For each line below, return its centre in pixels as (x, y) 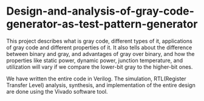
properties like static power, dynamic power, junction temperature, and (95, 60)
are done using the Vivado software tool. (57, 91)
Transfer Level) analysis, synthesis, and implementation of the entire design (101, 85)
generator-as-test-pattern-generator (102, 24)
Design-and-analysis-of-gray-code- (100, 11)
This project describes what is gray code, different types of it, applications (99, 41)
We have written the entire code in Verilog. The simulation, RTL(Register (96, 78)
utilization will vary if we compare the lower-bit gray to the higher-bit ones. (100, 67)
